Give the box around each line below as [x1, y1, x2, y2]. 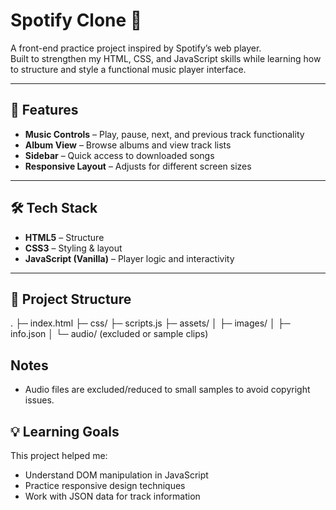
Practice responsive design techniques [24, 480, 186, 491]
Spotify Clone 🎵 [10, 9, 143, 32]
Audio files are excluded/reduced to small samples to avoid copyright [24, 384, 311, 396]
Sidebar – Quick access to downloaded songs [24, 149, 215, 161]
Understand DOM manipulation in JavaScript [24, 469, 209, 481]
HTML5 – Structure [24, 231, 105, 243]
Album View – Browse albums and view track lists [24, 139, 232, 151]
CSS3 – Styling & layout [24, 242, 123, 254]
